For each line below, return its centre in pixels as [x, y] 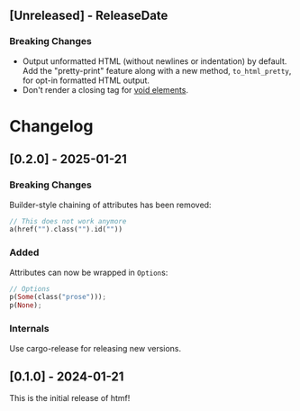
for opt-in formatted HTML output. [86, 80]
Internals [29, 329]
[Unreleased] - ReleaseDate [89, 16]
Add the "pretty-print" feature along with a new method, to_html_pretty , [157, 70]
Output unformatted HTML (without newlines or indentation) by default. [155, 61]
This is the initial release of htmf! [70, 398]
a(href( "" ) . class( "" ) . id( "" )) [66, 230]
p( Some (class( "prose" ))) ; [58, 297]
